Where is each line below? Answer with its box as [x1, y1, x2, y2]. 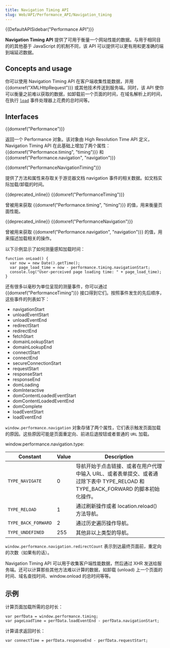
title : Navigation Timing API [5, 7, 69, 13]
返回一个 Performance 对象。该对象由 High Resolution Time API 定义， [5, 137, 153, 143]
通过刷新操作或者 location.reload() [75, 503, 157, 510]
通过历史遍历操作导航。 [75, 520, 132, 527]
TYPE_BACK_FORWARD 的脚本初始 [75, 486, 160, 493]
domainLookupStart [12, 338, 54, 345]
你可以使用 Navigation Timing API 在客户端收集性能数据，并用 [5, 78, 134, 84]
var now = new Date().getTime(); [10, 261, 80, 266]
